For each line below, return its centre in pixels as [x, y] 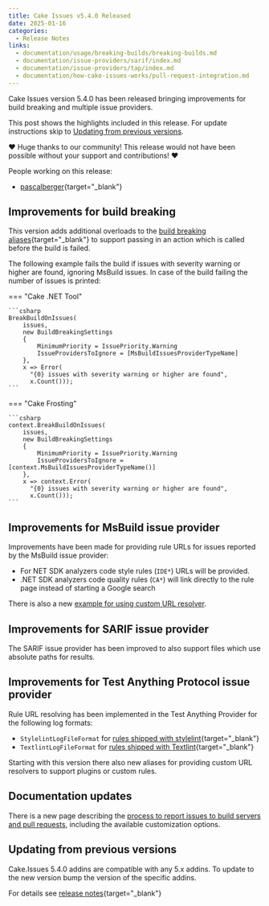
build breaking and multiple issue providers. [81, 107]
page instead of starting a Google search [88, 588]
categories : [28, 31]
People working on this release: [60, 171]
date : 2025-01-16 [37, 23]
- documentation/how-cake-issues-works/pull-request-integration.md [132, 76]
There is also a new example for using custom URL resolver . [108, 603]
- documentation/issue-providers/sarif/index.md [98, 61]
